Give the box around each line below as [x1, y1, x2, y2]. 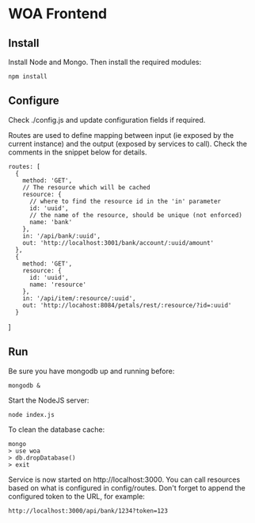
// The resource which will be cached [22, 183, 150, 191]
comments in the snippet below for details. [8, 147, 148, 157]
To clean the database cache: [8, 425, 105, 434]
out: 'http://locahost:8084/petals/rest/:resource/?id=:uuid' [22, 301, 232, 309]
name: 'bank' [29, 218, 73, 226]
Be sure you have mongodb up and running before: [8, 366, 175, 376]
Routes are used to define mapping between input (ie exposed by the [8, 130, 234, 139]
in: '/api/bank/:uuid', [22, 231, 101, 240]
